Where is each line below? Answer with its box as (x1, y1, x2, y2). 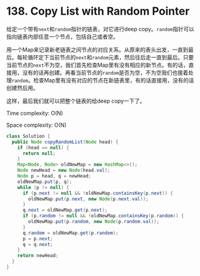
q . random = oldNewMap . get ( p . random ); (22, 229, 119, 236)
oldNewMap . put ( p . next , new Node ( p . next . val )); (28, 196, 149, 202)
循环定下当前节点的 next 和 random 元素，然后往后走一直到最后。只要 (27, 53, 194, 61)
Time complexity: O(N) (6, 109, 63, 117)
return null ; (22, 150, 56, 157)
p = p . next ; (22, 236, 53, 242)
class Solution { (6, 133, 51, 139)
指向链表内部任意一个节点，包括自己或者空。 (6, 32, 119, 40)
